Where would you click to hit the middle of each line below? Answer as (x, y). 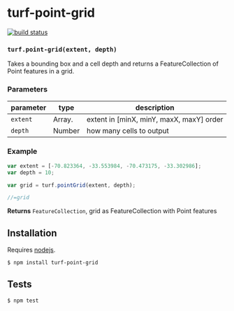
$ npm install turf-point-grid (53, 263)
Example (22, 152)
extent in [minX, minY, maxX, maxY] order (155, 119)
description (155, 108)
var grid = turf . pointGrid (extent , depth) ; (72, 185)
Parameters (27, 89)
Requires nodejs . (31, 250)
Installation (32, 233)
